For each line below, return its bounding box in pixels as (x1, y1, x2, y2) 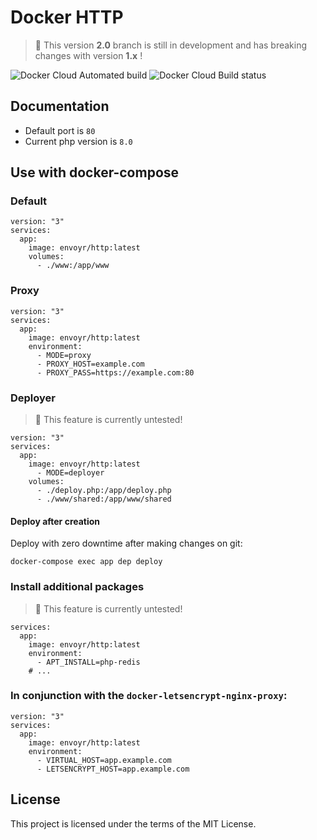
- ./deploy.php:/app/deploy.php (36, 486, 172, 496)
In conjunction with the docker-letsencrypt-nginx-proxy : (10, 689, 288, 703)
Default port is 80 (24, 124, 96, 136)
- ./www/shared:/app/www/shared (36, 494, 172, 505)
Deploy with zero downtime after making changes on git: (10, 537, 243, 550)
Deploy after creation (10, 515, 101, 527)
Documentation (10, 98, 110, 115)
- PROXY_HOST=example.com (36, 359, 145, 369)
